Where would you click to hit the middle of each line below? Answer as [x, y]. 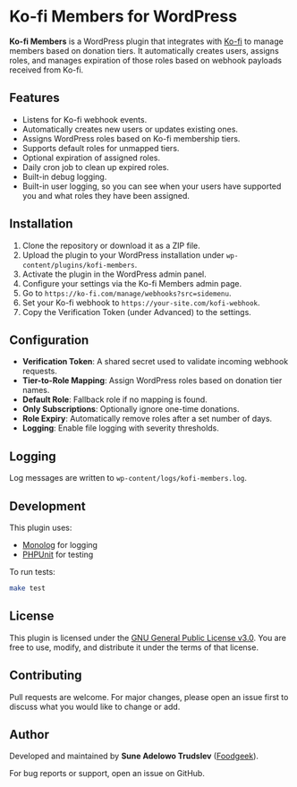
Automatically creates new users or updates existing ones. [130, 129]
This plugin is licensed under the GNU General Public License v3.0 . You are [148, 637]
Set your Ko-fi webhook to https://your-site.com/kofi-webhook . [141, 303]
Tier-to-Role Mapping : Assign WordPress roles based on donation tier [152, 381]
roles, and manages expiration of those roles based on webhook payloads [145, 60]
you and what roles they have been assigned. [106, 195]
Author [29, 735]
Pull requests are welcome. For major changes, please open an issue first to [149, 697]
